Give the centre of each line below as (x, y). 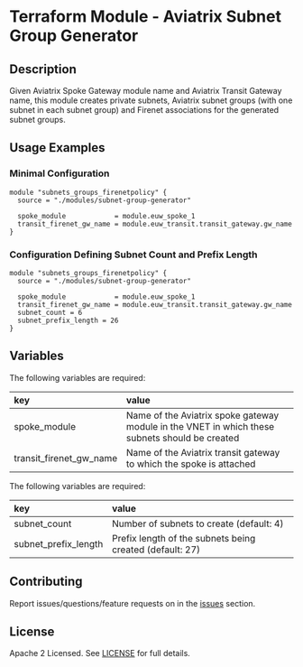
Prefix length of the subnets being (184, 538)
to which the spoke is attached (191, 464)
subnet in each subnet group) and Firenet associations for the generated (144, 110)
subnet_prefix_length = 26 (68, 320)
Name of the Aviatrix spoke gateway (202, 415)
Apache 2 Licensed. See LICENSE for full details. (100, 653)
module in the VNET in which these (200, 426)
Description (43, 69)
